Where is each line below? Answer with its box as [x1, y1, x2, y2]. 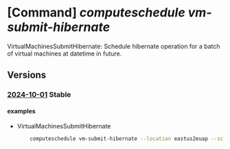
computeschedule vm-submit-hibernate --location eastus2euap [30, 135, 208, 142]
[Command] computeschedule [7, 5, 185, 21]
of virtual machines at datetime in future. [7, 49, 122, 58]
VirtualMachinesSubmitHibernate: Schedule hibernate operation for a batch [7, 42, 221, 50]
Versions [7, 69, 47, 81]
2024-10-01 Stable [7, 90, 71, 100]
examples [7, 106, 36, 115]
